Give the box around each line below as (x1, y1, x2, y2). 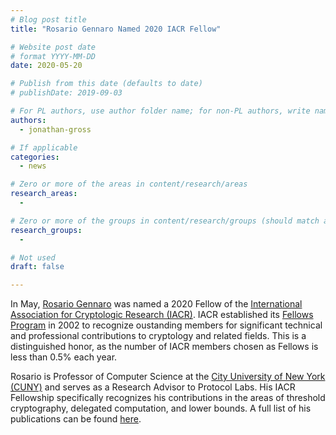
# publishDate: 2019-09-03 (10, 88, 123, 98)
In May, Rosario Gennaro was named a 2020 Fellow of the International (10, 298, 303, 310)
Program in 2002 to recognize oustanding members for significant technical (10, 319, 323, 331)
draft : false (10, 262, 65, 272)
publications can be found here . (10, 413, 142, 425)
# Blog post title (10, 14, 87, 25)
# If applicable (10, 142, 78, 153)
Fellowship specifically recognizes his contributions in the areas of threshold (10, 392, 326, 404)
